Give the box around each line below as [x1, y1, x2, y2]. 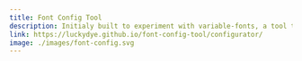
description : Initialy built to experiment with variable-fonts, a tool [9, 22, 288, 30]
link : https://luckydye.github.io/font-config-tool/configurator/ [9, 30, 263, 39]
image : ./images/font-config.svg [9, 38, 135, 48]
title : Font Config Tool [9, 13, 102, 22]
